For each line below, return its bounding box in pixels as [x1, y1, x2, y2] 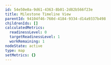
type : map [5, 48, 25, 53]
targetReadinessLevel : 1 [9, 35, 60, 40]
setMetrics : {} [5, 52, 36, 58]
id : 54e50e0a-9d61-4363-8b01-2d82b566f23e [5, 7, 93, 12]
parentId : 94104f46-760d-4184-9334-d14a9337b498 [5, 16, 106, 21]
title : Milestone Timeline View [5, 12, 71, 17]
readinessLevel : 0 [9, 30, 47, 35]
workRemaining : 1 [9, 39, 45, 44]
